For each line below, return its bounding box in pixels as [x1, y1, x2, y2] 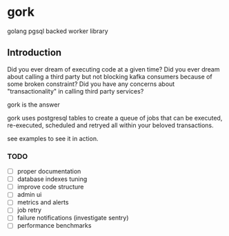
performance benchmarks [17, 222, 92, 230]
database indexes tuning [17, 175, 88, 183]
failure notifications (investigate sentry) [17, 214, 129, 222]
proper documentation [17, 167, 81, 175]
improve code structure [17, 183, 84, 191]
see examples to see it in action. [7, 134, 99, 142]
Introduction [7, 47, 62, 58]
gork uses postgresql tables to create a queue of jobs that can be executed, [7, 114, 223, 122]
